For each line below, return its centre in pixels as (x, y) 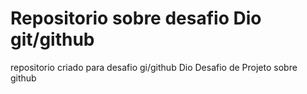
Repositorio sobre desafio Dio (136, 18)
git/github (52, 39)
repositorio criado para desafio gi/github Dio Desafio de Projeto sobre (154, 67)
